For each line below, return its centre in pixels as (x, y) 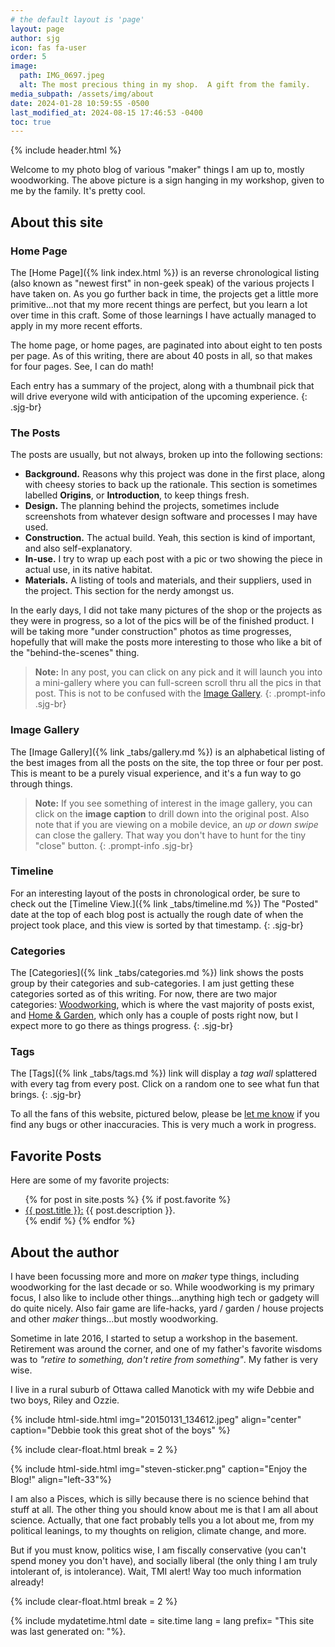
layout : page (37, 29)
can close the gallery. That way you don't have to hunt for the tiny (170, 835)
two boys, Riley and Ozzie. (65, 1400)
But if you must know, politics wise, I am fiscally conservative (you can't (158, 1550)
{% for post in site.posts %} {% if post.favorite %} (128, 1200)
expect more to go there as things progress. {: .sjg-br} (122, 1026)
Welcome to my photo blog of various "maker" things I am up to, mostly (157, 170)
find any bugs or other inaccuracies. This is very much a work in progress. (163, 1125)
